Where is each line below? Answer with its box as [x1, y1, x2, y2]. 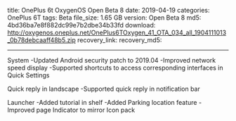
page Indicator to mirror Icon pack [36, 106, 136, 114]
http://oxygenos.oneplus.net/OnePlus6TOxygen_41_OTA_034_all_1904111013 [7, 28, 227, 37]
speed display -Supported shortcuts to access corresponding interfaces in [7, 63, 223, 72]
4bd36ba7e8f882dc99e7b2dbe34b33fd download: [7, 21, 156, 29]
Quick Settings [7, 71, 50, 79]
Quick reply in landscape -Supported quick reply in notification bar [7, 84, 200, 93]
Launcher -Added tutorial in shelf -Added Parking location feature [7, 98, 197, 106]
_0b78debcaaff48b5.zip [7, 36, 76, 44]
